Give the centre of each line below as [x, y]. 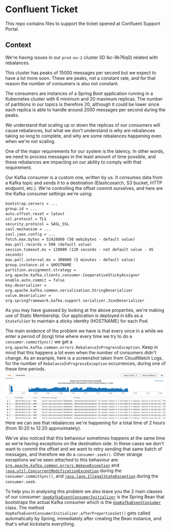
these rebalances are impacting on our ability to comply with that [73, 162]
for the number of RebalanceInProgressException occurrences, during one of [85, 363]
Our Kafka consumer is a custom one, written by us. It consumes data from [84, 177]
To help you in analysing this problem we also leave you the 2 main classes [84, 491]
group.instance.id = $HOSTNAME [38, 265]
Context [18, 45]
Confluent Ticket [41, 9]
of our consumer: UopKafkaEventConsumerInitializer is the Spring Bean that [85, 497]
